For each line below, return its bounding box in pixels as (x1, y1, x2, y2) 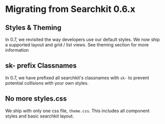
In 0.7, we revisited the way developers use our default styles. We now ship (5, 36, 160, 42)
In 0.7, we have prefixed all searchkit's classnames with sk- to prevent (5, 75, 149, 81)
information (5, 47, 29, 53)
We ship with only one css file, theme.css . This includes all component (5, 108, 150, 114)
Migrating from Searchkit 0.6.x (5, 3, 135, 15)
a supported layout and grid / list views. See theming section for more (5, 42, 149, 48)
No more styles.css (5, 95, 67, 103)
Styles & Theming (5, 23, 61, 32)
